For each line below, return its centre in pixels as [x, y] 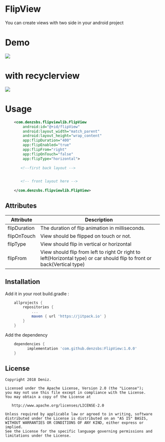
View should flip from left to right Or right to [90, 252]
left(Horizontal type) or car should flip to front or [96, 258]
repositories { [38, 307]
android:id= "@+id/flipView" [51, 126]
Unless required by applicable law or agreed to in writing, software [79, 414]
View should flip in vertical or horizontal [86, 244]
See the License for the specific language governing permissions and [79, 432]
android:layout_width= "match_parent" [61, 131]
